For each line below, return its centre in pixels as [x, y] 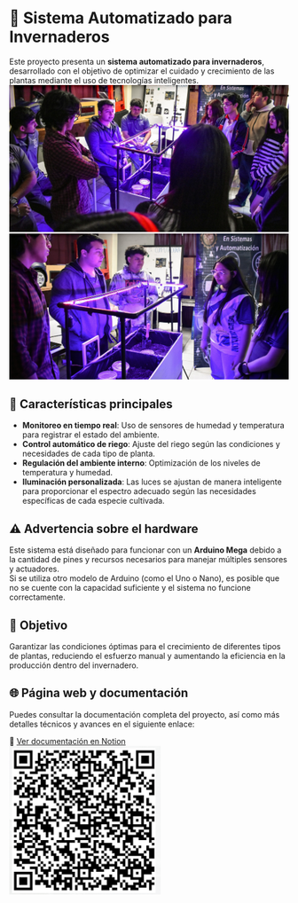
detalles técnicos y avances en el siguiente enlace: [102, 724]
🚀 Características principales [91, 404]
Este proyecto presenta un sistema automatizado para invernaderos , [137, 61]
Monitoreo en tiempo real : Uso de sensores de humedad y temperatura [153, 426]
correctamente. [37, 597]
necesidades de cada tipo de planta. [88, 454]
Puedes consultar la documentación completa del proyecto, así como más [145, 714]
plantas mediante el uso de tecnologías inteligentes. [104, 80]
